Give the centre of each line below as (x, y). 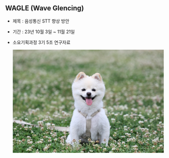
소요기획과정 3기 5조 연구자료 (41, 42)
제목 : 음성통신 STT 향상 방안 (41, 21)
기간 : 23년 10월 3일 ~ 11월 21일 (44, 32)
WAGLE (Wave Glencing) (45, 8)
